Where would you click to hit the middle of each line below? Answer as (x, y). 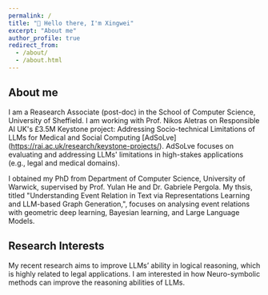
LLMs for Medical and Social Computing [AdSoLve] (92, 138)
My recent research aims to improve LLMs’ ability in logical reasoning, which (134, 265)
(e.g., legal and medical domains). (64, 163)
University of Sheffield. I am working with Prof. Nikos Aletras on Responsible (134, 120)
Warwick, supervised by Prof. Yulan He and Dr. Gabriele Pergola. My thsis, (131, 187)
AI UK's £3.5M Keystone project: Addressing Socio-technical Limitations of (132, 129)
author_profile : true (44, 38)
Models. (22, 221)
